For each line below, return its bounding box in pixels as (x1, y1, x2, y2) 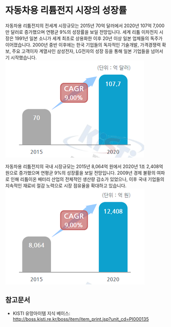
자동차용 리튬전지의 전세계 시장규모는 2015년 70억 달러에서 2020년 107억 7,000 (5, 22, 165, 29)
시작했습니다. (10, 54, 37, 60)
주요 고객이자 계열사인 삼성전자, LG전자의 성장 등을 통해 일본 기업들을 (12, 48, 150, 54)
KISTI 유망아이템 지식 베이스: (12, 310, 70, 316)
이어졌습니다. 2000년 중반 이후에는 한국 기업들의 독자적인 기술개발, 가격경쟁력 (5, 41, 161, 48)
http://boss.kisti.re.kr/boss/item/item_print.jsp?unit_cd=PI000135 (12, 316, 149, 322)
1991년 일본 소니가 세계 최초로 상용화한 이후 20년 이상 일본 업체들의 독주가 (14, 35, 163, 41)
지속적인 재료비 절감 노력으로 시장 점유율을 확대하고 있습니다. (5, 182, 127, 189)
